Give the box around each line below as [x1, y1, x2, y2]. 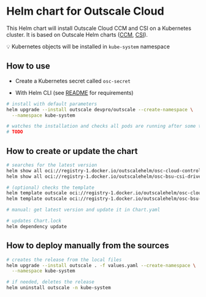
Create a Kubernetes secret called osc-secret [15, 77, 131, 84]
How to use [6, 61, 50, 71]
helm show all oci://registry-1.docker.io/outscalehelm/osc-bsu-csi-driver [6, 173, 204, 180]
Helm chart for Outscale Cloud [6, 4, 164, 18]
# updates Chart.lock [6, 218, 62, 224]
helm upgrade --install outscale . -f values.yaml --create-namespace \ [6, 262, 196, 268]
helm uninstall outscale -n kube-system [6, 285, 112, 291]
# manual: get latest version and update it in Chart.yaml [6, 207, 161, 213]
